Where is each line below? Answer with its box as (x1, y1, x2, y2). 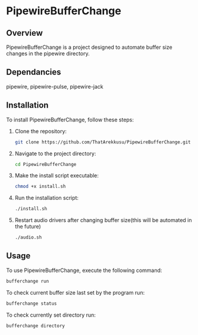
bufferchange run (6, 278, 49, 284)
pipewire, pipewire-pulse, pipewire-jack (6, 83, 104, 90)
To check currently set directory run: (6, 311, 96, 318)
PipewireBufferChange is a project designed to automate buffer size (6, 43, 172, 51)
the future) (14, 223, 42, 230)
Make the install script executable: (14, 172, 99, 179)
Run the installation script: (14, 195, 79, 202)
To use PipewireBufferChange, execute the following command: (6, 267, 162, 274)
